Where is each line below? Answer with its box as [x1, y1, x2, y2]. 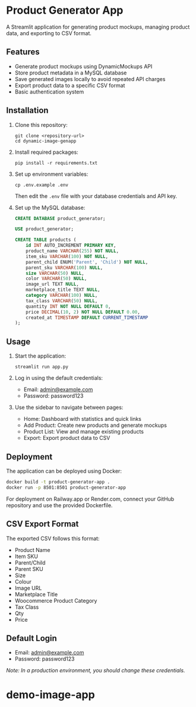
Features [6, 47, 40, 57]
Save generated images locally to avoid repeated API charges [14, 75, 166, 82]
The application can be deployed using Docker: [6, 467, 122, 475]
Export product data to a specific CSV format [14, 82, 125, 89]
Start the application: [14, 352, 67, 359]
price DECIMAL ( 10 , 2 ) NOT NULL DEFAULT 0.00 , [26, 309, 141, 315]
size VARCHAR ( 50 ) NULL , [26, 270, 85, 276]
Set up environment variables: [14, 170, 88, 178]
